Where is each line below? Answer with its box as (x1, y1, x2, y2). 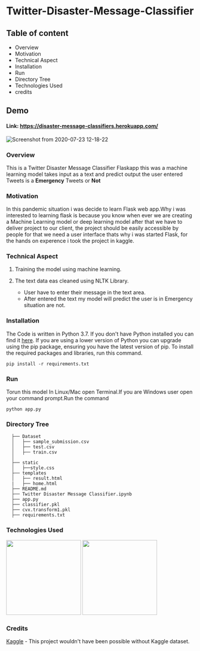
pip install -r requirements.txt (6, 361, 90, 367)
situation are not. (23, 302, 66, 309)
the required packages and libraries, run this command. (6, 349, 143, 357)
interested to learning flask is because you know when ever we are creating (6, 212, 192, 219)
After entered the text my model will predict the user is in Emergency (23, 295, 193, 303)
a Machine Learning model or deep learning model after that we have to (6, 218, 183, 226)
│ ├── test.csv (11, 444, 55, 450)
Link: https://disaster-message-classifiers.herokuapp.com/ (6, 122, 158, 129)
